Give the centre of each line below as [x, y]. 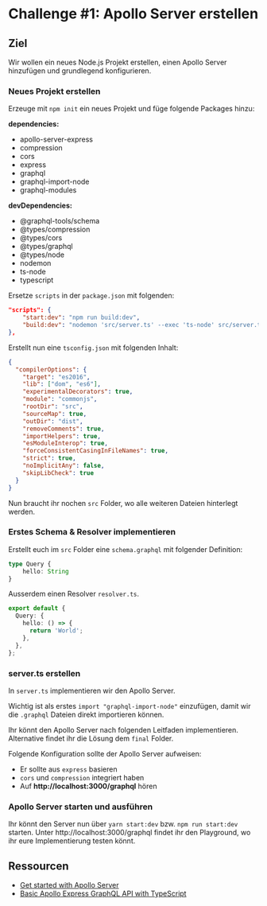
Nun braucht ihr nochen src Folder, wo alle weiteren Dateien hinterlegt [123, 503]
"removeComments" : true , [64, 429]
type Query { [30, 564]
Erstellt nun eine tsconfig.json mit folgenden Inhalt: [93, 348]
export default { [37, 609]
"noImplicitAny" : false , [64, 466]
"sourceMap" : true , [55, 414]
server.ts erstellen [44, 673]
